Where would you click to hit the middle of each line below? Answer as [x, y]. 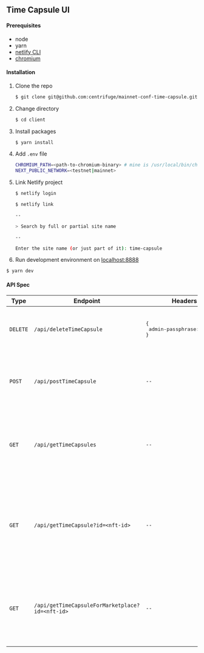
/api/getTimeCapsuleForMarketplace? [87, 605]
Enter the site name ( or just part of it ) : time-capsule [89, 248]
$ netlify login [36, 194]
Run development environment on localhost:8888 [77, 260]
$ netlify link [34, 205]
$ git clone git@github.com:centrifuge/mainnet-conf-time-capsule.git [106, 97]
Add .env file [31, 154]
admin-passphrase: [174, 329]
